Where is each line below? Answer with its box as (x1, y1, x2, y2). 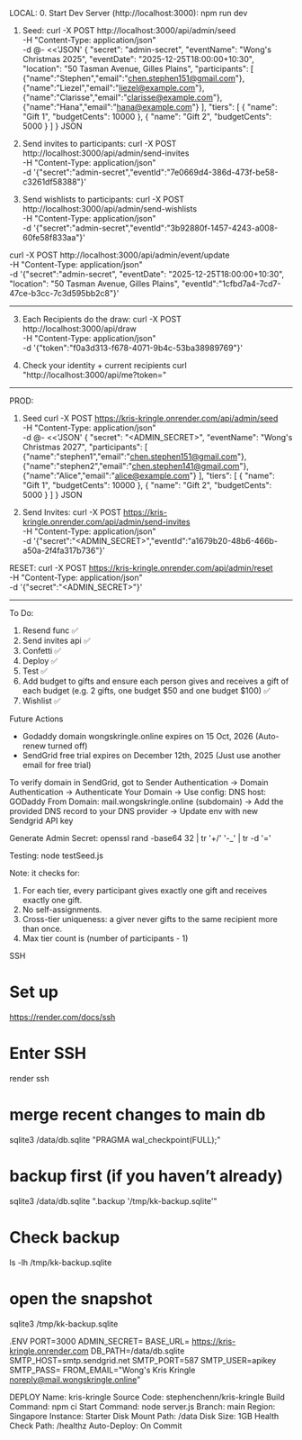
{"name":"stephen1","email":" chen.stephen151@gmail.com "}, (22, 451, 247, 462)
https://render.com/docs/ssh (9, 1011, 116, 1022)
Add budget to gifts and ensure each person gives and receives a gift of (22, 675, 289, 686)
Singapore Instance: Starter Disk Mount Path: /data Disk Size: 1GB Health (9, 1410, 280, 1421)
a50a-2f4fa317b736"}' (22, 545, 105, 556)
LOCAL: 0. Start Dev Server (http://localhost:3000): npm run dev (9, 8, 248, 18)
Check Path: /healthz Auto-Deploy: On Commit (9, 1420, 182, 1431)
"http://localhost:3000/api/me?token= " (22, 369, 167, 380)
